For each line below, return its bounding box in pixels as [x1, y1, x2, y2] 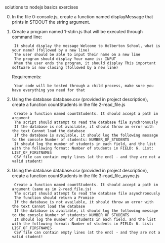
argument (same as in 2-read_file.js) [11, 187, 92, 192]
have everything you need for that [11, 88, 85, 93]
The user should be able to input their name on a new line [14, 52, 141, 57]
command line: [11, 34, 42, 40]
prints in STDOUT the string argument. [11, 19, 90, 25]
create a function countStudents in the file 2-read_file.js [11, 101, 125, 107]
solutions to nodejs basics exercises [4, 4, 79, 10]
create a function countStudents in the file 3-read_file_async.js [11, 173, 140, 179]
